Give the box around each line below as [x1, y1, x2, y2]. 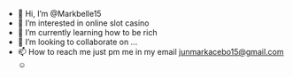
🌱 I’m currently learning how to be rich [17, 27, 158, 37]
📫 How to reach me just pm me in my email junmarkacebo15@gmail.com [17, 47, 284, 57]
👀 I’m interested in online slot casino [17, 18, 150, 28]
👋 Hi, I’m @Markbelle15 [17, 9, 102, 19]
